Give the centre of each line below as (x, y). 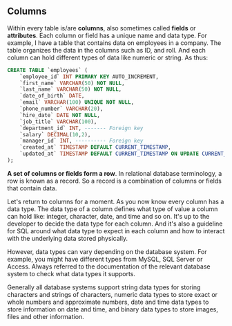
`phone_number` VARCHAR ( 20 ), (61, 109)
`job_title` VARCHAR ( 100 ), (58, 121)
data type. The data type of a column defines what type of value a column (113, 209)
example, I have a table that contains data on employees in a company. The (114, 43)
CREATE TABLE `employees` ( (48, 70)
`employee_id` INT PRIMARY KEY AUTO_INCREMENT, (89, 76)
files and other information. (46, 316)
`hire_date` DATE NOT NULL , (60, 115)
